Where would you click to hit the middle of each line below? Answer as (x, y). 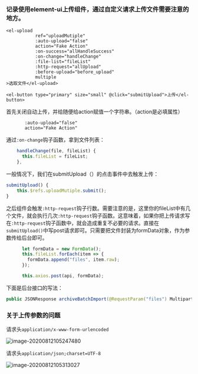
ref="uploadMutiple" (60, 36)
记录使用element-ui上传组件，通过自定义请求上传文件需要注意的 (98, 9)
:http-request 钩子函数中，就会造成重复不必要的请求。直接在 (85, 223)
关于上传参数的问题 (33, 315)
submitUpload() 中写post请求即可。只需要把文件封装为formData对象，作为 (95, 230)
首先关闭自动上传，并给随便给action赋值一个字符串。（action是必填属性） (95, 112)
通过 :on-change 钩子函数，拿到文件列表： (55, 140)
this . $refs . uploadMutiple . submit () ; (62, 191)
